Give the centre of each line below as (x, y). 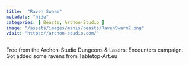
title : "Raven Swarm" (34, 11)
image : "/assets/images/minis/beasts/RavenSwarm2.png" (75, 28)
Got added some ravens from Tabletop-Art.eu (62, 56)
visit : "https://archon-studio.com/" (53, 33)
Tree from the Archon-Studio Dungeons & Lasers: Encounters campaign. (95, 50)
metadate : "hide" (28, 17)
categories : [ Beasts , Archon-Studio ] (55, 22)
